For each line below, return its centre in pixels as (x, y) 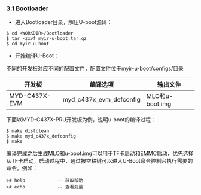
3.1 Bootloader (28, 8)
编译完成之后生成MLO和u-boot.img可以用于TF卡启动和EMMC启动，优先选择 (100, 153)
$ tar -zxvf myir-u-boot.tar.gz (46, 39)
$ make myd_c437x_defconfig (41, 136)
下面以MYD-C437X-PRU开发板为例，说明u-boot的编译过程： (81, 120)
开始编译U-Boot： (37, 56)
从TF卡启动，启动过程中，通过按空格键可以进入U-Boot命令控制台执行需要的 (100, 161)
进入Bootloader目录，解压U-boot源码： (63, 22)
